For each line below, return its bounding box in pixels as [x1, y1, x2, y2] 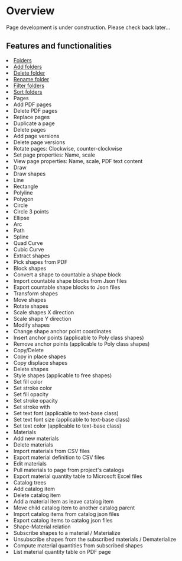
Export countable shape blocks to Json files [14, 283, 121, 291]
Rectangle [14, 183, 38, 190]
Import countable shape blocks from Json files [14, 277, 127, 284]
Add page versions [14, 132, 60, 139]
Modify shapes [14, 321, 50, 329]
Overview [6, 4, 55, 18]
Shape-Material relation [14, 523, 71, 530]
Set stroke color [14, 384, 52, 391]
